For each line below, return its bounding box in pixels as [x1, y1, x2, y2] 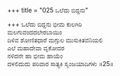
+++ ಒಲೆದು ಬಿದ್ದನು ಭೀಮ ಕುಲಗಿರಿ [7, 20, 82, 28]
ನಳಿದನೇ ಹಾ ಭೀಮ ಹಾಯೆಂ [7, 52, 63, 60]
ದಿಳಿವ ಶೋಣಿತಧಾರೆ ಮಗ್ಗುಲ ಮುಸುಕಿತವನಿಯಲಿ [7, 36, 103, 44]
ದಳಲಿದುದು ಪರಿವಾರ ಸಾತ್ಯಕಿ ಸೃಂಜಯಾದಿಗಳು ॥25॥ [7, 60, 114, 68]
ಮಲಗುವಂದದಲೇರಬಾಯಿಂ [7, 28, 62, 36]
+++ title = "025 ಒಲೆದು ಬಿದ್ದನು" [7, 6, 89, 14]
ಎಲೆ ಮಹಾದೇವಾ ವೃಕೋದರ [7, 44, 65, 52]
